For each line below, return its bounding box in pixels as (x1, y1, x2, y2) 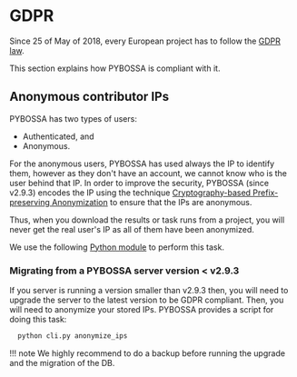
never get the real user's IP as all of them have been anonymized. (9, 223, 254, 234)
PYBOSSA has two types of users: (9, 113, 138, 124)
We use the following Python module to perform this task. (9, 242, 225, 253)
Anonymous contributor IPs (9, 89, 170, 104)
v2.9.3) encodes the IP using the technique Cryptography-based (9, 187, 252, 198)
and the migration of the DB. (9, 357, 115, 368)
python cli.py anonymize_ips (17, 332, 128, 341)
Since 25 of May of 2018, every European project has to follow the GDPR (9, 35, 282, 46)
